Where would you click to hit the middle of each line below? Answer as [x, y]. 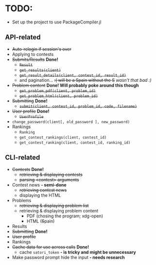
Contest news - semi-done [39, 185]
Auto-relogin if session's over [42, 49]
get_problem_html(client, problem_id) [59, 96]
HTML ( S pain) [41, 221]
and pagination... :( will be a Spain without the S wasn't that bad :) [85, 80]
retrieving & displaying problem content [59, 210]
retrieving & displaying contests [51, 174]
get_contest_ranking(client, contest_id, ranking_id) [75, 142]
